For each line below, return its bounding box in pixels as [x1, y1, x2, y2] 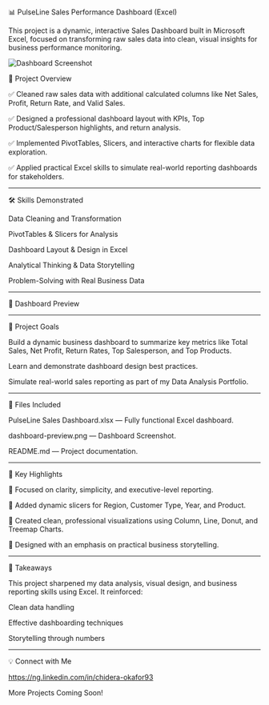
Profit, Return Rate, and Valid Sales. [8, 98, 126, 107]
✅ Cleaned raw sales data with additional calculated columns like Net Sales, [8, 90, 259, 98]
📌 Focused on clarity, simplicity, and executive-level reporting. [8, 485, 214, 495]
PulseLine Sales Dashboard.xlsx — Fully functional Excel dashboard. [8, 415, 234, 425]
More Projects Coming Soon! [8, 688, 104, 697]
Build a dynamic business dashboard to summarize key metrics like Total [8, 338, 248, 346]
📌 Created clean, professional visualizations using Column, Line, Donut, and [8, 516, 259, 525]
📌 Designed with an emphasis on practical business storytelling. [8, 540, 219, 549]
